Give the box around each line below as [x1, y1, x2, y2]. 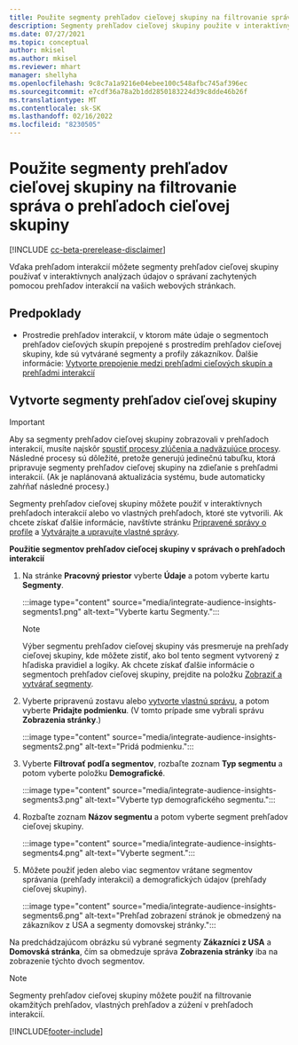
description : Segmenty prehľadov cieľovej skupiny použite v [9, 21, 240, 30]
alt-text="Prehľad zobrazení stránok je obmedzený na [84, 910, 282, 921]
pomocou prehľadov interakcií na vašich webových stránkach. [9, 280, 237, 291]
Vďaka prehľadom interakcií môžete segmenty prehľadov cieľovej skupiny [9, 261, 279, 271]
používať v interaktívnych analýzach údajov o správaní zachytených [9, 271, 257, 281]
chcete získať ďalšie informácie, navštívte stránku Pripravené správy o [9, 516, 267, 528]
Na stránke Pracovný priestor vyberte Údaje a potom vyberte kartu [21, 570, 270, 581]
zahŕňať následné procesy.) [9, 481, 110, 491]
